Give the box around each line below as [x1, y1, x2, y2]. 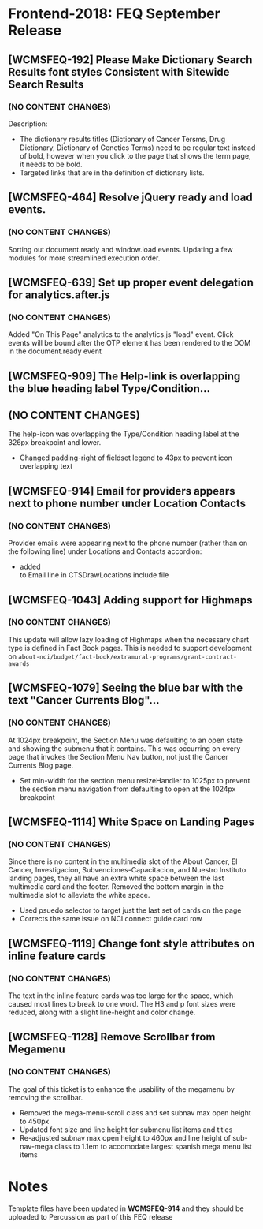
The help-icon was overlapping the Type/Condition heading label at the [8, 429, 239, 439]
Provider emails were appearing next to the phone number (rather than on [8, 538, 248, 548]
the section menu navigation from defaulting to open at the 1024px [19, 784, 236, 794]
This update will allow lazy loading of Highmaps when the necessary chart [8, 634, 250, 644]
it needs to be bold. [19, 159, 83, 169]
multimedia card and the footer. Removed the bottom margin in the [8, 882, 224, 891]
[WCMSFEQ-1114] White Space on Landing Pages [8, 815, 254, 828]
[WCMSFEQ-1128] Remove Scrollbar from [8, 1030, 216, 1044]
